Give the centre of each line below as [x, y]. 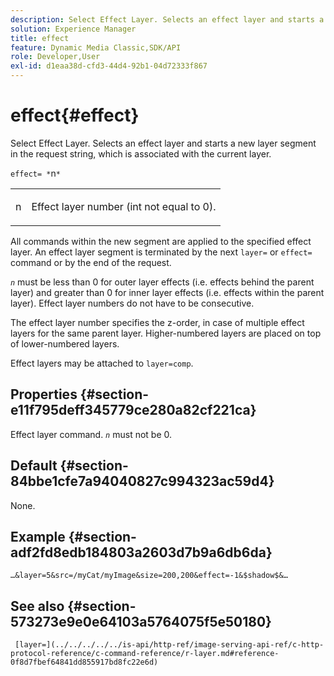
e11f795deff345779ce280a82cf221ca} [133, 410]
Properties [44, 394]
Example [38, 536]
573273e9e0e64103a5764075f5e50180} [141, 621]
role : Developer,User [55, 57]
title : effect [40, 38]
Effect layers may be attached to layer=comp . [102, 363]
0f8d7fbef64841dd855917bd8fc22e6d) [84, 662]
